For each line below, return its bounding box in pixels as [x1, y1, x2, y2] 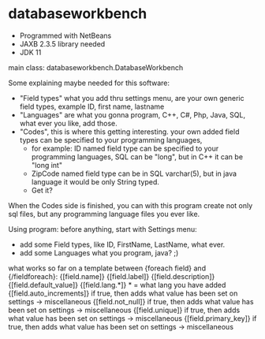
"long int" [31, 160, 63, 169]
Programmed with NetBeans [19, 31, 112, 40]
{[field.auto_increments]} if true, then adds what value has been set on [8, 289, 238, 298]
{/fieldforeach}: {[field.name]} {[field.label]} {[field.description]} [8, 271, 215, 281]
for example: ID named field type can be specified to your [31, 143, 219, 153]
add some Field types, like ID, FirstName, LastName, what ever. [19, 240, 226, 249]
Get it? [31, 185, 53, 195]
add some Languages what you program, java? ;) [19, 248, 179, 257]
